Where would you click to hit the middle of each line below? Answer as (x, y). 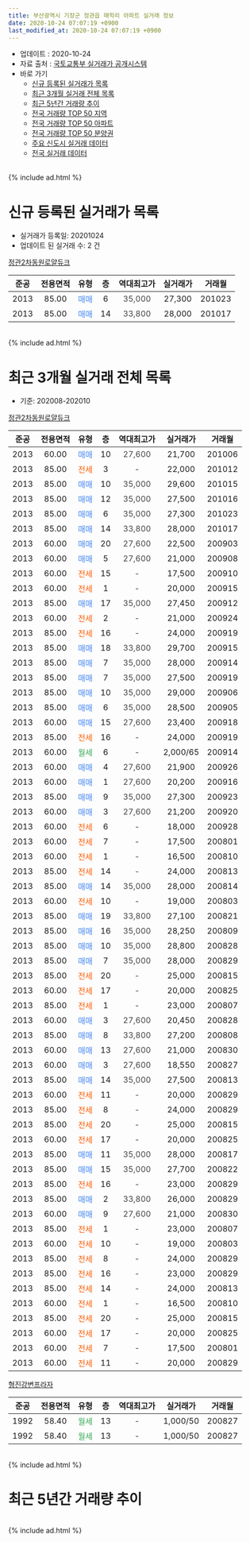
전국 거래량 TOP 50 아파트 (72, 123)
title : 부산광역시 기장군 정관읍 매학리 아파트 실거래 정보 (91, 15)
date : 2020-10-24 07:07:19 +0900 (63, 23)
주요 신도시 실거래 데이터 (70, 143)
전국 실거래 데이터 (59, 153)
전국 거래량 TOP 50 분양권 (72, 133)
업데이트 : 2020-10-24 (55, 54)
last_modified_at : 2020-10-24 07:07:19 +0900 (85, 30)
